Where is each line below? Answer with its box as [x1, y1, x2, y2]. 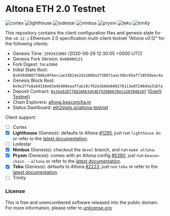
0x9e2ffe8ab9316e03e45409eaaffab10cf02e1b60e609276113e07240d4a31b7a [12, 83, 163, 89]
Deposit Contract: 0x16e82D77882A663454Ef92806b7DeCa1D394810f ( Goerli [12, 88, 162, 94]
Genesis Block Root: [12, 77, 55, 83]
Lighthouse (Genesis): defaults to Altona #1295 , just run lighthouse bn [12, 130, 161, 136]
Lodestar [12, 141, 31, 147]
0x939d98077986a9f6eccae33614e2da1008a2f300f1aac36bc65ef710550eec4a [12, 73, 163, 78]
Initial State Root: [12, 67, 48, 73]
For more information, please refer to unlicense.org [5, 204, 112, 211]
